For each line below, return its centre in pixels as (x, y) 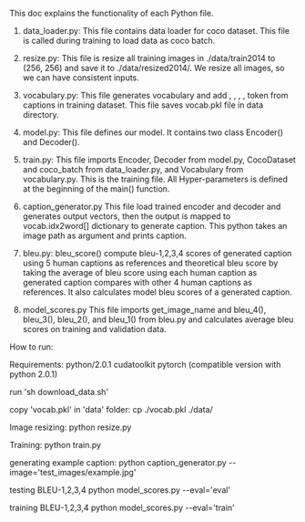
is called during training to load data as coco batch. (119, 41)
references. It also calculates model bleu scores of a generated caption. (158, 292)
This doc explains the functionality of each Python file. (112, 13)
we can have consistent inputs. (81, 78)
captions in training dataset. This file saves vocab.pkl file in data (143, 105)
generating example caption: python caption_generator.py (118, 463)
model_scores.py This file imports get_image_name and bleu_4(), (144, 310)
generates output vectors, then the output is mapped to (127, 216)
